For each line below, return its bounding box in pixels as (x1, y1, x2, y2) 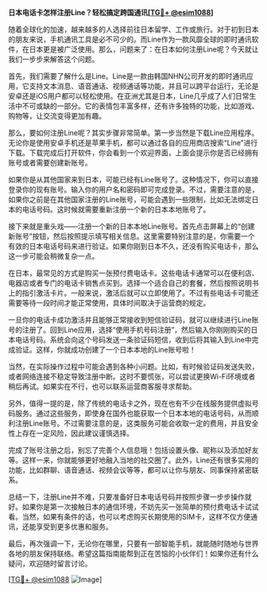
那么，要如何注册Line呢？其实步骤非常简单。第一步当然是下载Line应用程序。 (8, 128, 259, 138)
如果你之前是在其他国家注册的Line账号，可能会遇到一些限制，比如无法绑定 (8, 195, 252, 204)
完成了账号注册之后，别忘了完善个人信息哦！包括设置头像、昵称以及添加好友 (8, 446, 259, 454)
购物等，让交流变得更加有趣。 (8, 111, 106, 120)
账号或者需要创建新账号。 (8, 158, 92, 167)
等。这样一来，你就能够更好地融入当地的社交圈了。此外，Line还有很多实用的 (8, 455, 259, 465)
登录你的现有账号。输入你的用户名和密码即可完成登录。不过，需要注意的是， (8, 185, 259, 194)
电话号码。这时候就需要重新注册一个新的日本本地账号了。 (21, 204, 211, 214)
